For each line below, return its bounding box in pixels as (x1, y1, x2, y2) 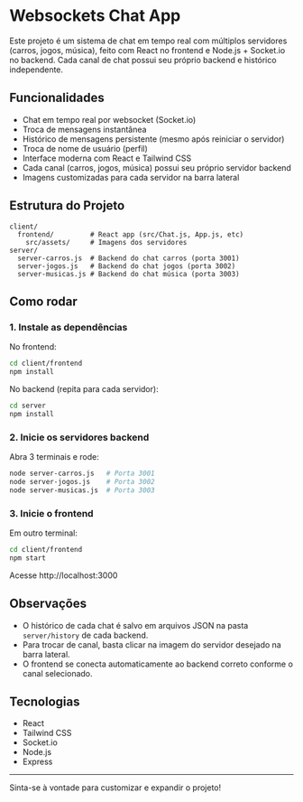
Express (22, 756, 53, 768)
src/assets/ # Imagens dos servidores (25, 238, 188, 247)
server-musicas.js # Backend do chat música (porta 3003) (17, 269, 241, 278)
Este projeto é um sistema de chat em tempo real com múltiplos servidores (9, 35, 288, 46)
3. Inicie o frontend (9, 507, 94, 519)
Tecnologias (9, 694, 80, 709)
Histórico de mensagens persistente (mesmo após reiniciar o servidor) (22, 133, 285, 145)
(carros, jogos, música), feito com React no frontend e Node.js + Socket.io (9, 44, 286, 55)
